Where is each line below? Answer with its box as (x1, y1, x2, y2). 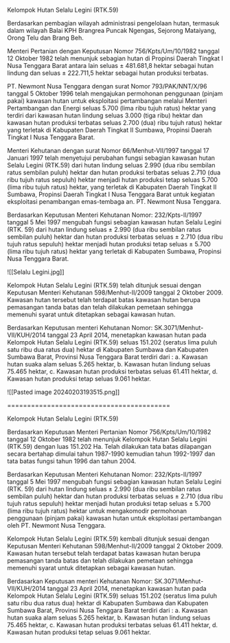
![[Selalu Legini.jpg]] (7, 268, 65, 276)
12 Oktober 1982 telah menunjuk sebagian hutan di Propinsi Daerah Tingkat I (7, 54, 223, 62)
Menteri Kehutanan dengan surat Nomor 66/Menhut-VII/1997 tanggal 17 (7, 147, 209, 154)
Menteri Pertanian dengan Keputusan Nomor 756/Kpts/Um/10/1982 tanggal (7, 47, 220, 55)
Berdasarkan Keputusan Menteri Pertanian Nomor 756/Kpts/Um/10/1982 (7, 428, 211, 436)
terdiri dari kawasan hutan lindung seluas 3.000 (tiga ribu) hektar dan (7, 111, 203, 119)
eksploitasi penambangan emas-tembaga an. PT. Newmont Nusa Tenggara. (7, 198, 222, 205)
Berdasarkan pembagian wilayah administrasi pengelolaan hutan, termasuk (7, 19, 220, 27)
